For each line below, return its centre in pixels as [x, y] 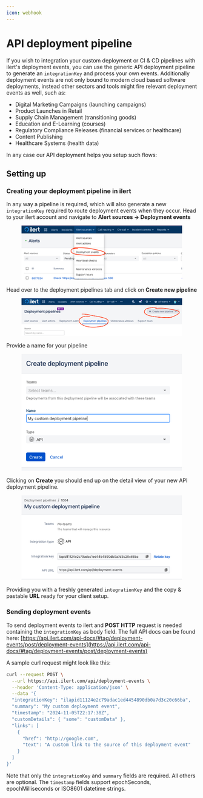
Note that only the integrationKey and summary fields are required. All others [101, 776]
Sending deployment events [48, 612]
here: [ [15, 638]
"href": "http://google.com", [60, 739]
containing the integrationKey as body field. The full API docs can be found [101, 631]
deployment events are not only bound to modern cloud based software [96, 79]
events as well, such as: [36, 92]
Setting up [26, 174]
